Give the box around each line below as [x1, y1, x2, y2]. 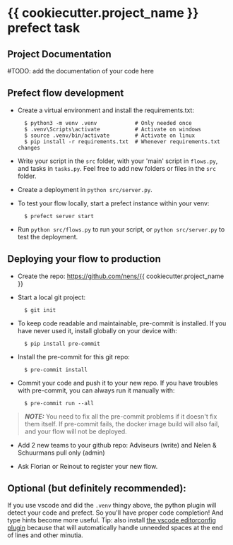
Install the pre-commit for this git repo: [17, 352, 131, 361]
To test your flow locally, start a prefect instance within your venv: [17, 199, 210, 208]
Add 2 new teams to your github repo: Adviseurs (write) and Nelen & [17, 441, 217, 449]
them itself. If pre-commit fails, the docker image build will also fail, [24, 419, 220, 428]
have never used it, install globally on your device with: [17, 326, 178, 335]
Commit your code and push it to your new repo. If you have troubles [17, 378, 218, 387]
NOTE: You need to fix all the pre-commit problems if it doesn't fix [24, 412, 217, 421]
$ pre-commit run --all [24, 400, 94, 407]
